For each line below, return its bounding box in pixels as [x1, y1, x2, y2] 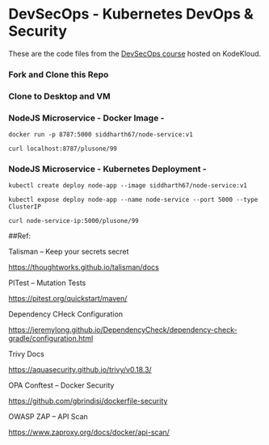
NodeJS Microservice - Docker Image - [8, 112, 165, 124]
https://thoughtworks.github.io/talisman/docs [8, 262, 159, 272]
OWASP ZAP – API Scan [8, 412, 89, 422]
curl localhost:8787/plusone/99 [8, 145, 117, 153]
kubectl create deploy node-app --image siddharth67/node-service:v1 [8, 182, 248, 190]
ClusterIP [8, 203, 42, 211]
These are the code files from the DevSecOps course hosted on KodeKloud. [8, 48, 262, 58]
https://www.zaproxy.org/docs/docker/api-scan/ [8, 427, 170, 437]
